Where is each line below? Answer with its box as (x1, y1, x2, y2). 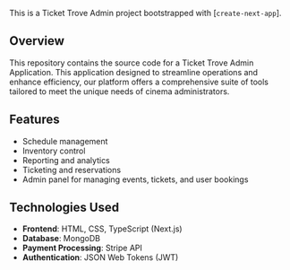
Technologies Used (9, 200, 119, 215)
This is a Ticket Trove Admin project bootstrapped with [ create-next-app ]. (9, 8, 282, 18)
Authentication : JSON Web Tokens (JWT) (21, 252, 179, 263)
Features (9, 112, 60, 127)
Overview (9, 33, 65, 48)
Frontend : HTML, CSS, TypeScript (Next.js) (21, 223, 183, 234)
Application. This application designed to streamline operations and (9, 66, 258, 77)
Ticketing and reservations (21, 164, 122, 175)
